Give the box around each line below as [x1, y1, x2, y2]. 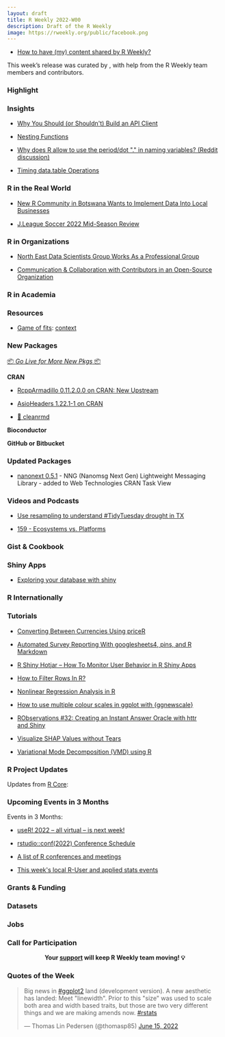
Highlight [7, 86, 39, 95]
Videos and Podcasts [7, 496, 79, 505]
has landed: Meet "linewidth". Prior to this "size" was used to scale [23, 994, 212, 1002]
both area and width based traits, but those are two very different [23, 1001, 209, 1010]
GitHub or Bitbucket [7, 439, 65, 447]
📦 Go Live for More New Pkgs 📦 [7, 357, 101, 365]
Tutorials [7, 611, 38, 621]
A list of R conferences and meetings [16, 853, 122, 861]
